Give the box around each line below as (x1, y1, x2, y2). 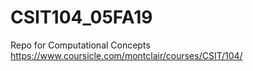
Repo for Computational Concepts (10, 39, 151, 51)
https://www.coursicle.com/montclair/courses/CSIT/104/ (10, 49, 243, 61)
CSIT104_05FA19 (10, 6, 153, 29)
